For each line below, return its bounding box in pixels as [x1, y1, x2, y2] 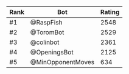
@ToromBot [30, 28, 64, 36]
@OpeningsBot [30, 48, 74, 56]
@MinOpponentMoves [30, 58, 95, 66]
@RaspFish [30, 18, 63, 26]
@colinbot [30, 38, 60, 46]
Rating [100, 8, 120, 16]
